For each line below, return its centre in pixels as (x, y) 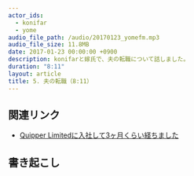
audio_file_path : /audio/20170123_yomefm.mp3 (84, 37)
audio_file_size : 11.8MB (49, 45)
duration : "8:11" (37, 67)
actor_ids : (26, 15)
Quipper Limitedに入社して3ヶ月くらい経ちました (99, 135)
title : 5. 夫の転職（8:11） (50, 81)
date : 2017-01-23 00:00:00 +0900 (63, 52)
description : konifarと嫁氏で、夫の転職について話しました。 (99, 60)
